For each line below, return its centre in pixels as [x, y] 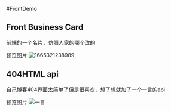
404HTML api [32, 74]
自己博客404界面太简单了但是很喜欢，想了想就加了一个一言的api [86, 90]
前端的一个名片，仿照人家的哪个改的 [51, 42]
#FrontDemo [22, 9]
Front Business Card [45, 27]
